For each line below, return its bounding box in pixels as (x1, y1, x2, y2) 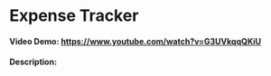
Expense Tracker (9, 5, 139, 26)
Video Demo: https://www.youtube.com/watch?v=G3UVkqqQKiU (9, 35, 262, 46)
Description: (9, 56, 57, 68)
